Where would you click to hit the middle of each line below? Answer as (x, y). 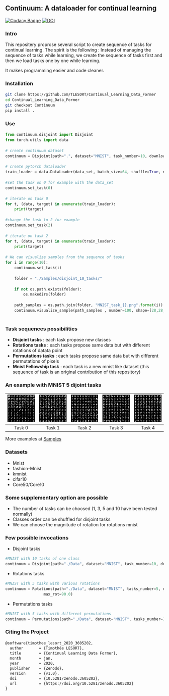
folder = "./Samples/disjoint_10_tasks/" (58, 278)
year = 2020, (32, 663)
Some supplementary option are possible (57, 498)
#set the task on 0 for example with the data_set (59, 183)
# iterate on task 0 (27, 198)
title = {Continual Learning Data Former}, (64, 653)
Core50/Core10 (28, 484)
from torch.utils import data (37, 140)
